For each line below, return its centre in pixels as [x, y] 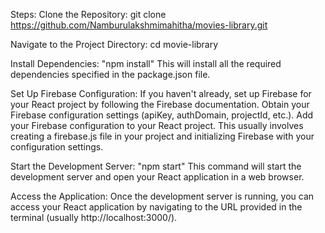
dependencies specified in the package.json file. [110, 74]
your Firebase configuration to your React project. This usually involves [157, 125]
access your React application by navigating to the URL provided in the [156, 207]
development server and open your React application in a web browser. [157, 177]
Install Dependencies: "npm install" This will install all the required [146, 63]
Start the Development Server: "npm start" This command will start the [156, 166]
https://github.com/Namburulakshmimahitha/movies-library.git [139, 25]
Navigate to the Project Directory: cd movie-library [114, 44]
